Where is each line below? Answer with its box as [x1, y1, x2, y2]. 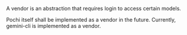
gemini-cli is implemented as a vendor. [6, 23, 101, 29]
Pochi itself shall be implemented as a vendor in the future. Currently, [6, 16, 176, 23]
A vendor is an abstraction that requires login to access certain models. [6, 5, 182, 12]
